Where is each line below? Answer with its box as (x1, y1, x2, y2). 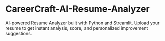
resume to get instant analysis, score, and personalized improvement (5, 25, 148, 31)
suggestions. (5, 30, 32, 36)
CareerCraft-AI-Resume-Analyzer (5, 3, 150, 15)
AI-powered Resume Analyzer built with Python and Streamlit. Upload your (5, 20, 160, 26)
